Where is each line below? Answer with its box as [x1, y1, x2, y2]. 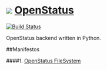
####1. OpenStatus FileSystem [6, 57, 81, 64]
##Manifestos [6, 45, 40, 53]
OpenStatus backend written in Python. [6, 34, 102, 41]
